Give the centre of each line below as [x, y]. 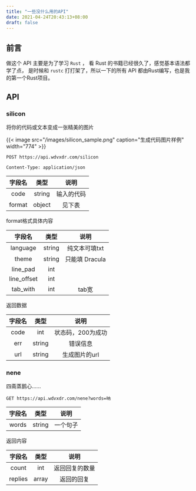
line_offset [24, 279]
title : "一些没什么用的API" [37, 11]
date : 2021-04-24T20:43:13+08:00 [47, 17]
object [42, 205]
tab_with [23, 289]
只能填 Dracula [85, 259]
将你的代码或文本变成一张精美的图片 [50, 127]
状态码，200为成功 [81, 332]
